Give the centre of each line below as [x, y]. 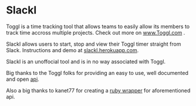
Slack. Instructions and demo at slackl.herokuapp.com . [72, 50]
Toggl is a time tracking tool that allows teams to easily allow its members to [98, 26]
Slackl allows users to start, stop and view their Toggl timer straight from [94, 44]
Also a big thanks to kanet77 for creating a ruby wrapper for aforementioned [98, 90]
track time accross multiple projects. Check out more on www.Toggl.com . [96, 32]
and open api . [23, 79]
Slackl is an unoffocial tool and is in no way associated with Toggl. [86, 61]
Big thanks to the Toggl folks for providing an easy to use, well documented [97, 73]
